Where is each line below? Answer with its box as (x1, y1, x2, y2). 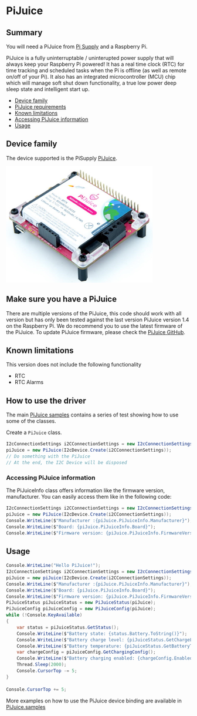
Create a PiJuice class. (6, 429, 62, 436)
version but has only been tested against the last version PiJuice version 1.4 (6, 316, 189, 323)
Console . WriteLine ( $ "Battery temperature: (16, 643, 122, 649)
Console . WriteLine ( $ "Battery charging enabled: (16, 656, 135, 661)
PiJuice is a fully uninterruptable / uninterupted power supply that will (6, 55, 174, 61)
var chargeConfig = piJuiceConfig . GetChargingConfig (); (16, 649, 157, 656)
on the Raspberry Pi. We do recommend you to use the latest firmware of (6, 322, 183, 330)
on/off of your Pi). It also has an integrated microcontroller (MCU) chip (6, 73, 176, 80)
